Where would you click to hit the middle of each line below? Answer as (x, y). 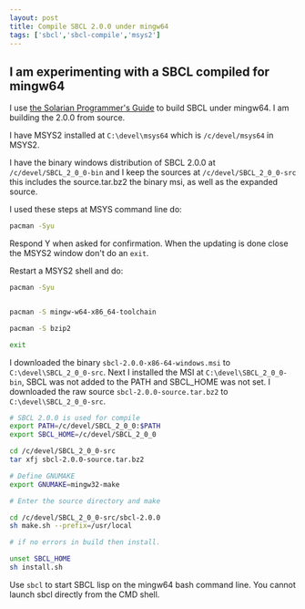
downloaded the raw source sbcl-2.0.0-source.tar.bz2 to (119, 391)
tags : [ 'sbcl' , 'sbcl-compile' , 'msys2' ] (85, 35)
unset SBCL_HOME (40, 559)
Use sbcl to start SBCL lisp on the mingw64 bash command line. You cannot (152, 584)
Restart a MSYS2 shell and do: (66, 271)
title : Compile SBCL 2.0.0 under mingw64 (89, 26)
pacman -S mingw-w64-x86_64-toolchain (83, 312)
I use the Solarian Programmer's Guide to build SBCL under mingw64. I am (149, 108)
